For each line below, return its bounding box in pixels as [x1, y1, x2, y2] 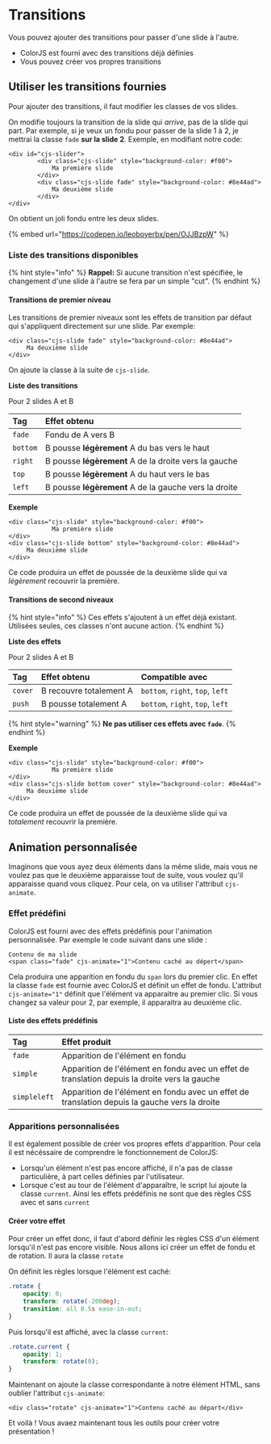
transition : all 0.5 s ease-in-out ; [23, 1304, 143, 1313]
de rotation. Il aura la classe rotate [8, 1251, 123, 1261]
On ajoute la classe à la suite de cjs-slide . [8, 365, 151, 375]
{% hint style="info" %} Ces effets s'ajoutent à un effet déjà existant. [8, 612, 237, 623]
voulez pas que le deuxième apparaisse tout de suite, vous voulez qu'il [8, 871, 244, 880]
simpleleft [12, 1092, 54, 1102]
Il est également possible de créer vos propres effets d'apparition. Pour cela [8, 1139, 261, 1148]
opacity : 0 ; [23, 1290, 63, 1298]
